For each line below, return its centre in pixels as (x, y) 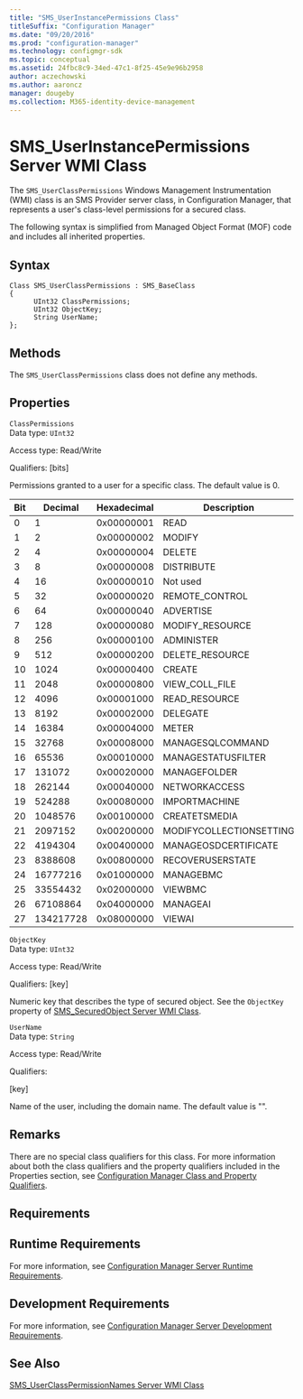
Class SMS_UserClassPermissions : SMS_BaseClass (102, 286)
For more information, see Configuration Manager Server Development (141, 1325)
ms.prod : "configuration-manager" (74, 43)
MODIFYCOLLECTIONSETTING (229, 830)
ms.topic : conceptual (50, 60)
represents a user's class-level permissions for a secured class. (128, 209)
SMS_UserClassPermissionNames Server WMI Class (107, 1385)
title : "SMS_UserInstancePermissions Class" (94, 18)
